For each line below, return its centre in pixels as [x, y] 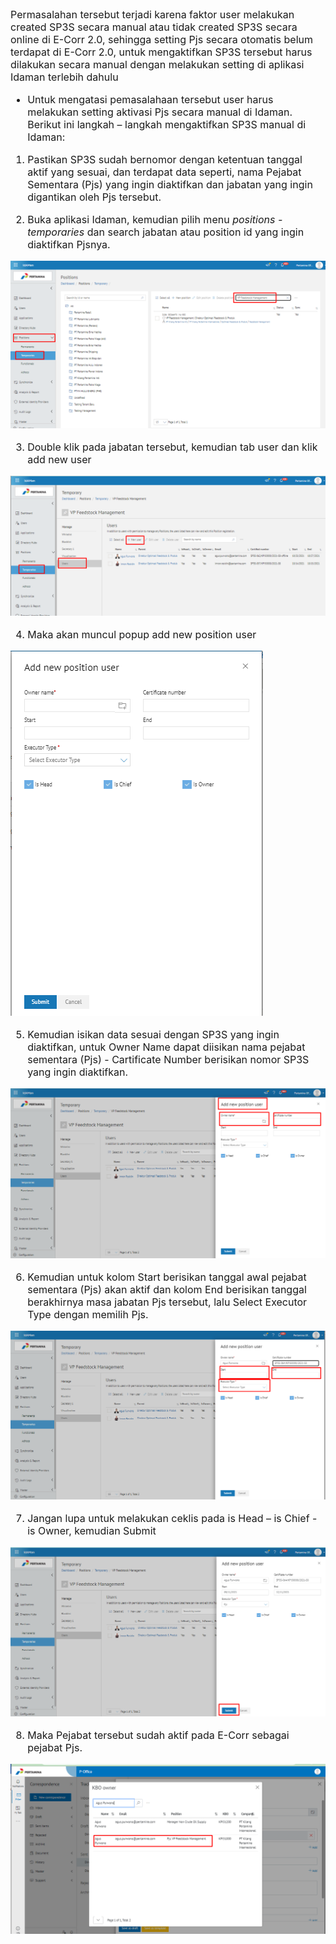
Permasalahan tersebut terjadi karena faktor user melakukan [152, 14]
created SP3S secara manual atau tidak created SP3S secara [154, 27]
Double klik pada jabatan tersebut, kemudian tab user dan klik [172, 447]
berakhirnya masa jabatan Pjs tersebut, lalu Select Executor [167, 1302]
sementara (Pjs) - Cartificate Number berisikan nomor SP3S [168, 1060]
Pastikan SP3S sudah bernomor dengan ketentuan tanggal [165, 159]
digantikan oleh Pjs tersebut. [94, 197]
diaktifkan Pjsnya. [69, 244]
